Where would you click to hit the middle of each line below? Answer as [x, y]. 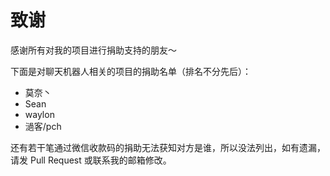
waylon [39, 114]
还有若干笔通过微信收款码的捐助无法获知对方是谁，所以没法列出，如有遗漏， [168, 147]
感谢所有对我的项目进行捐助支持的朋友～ [93, 50]
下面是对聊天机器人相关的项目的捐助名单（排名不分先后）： [131, 71]
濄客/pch [43, 126]
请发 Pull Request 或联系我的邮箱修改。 [91, 160]
